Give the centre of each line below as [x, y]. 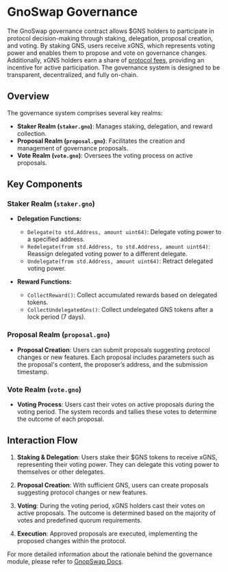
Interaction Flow [42, 441]
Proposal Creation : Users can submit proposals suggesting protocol [113, 350]
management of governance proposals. [73, 148]
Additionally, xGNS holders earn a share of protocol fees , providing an [106, 60]
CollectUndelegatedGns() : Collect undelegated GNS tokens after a [120, 310]
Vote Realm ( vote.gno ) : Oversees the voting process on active [105, 155]
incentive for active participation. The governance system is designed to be [114, 67]
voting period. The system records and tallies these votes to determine [117, 412]
